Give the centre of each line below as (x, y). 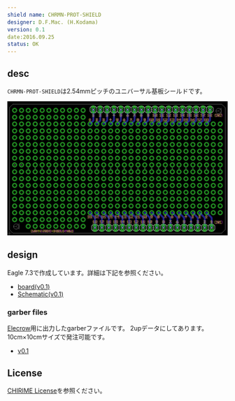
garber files (27, 312)
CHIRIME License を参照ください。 (57, 391)
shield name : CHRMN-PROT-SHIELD (54, 15)
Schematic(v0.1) (41, 294)
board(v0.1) (34, 286)
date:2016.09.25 (31, 37)
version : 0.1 (26, 29)
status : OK (23, 44)
